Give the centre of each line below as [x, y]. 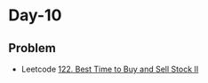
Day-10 [35, 15]
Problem [32, 48]
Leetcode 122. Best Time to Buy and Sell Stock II [110, 69]
